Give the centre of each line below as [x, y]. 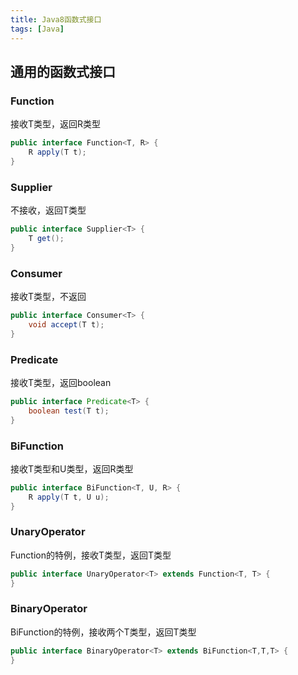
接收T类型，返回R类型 [56, 124]
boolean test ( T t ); [69, 411]
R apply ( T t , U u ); [69, 497]
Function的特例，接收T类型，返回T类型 [91, 555]
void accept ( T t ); [66, 324]
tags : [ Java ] [37, 29]
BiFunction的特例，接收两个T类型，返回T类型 [103, 632]
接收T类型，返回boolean [61, 382]
